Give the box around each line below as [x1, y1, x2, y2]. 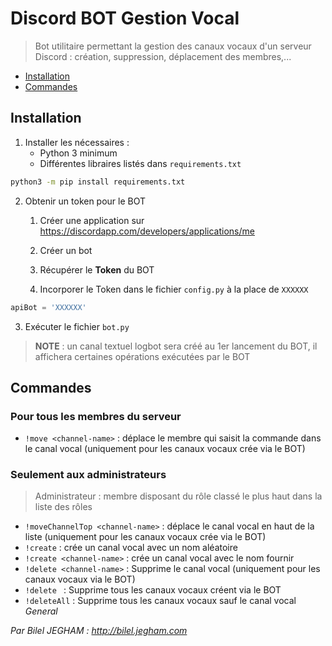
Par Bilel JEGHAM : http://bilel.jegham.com [10, 625, 188, 637]
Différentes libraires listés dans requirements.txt [39, 157, 242, 169]
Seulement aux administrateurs [10, 468, 167, 482]
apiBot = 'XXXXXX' [10, 302, 87, 312]
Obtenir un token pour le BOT [24, 195, 147, 207]
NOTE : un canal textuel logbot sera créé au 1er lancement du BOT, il [34, 340, 318, 352]
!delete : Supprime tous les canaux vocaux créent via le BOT [24, 584, 282, 596]
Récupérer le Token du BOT [39, 263, 155, 276]
